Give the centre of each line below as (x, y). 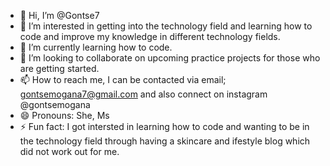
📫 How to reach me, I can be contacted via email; (123, 79)
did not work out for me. (69, 151)
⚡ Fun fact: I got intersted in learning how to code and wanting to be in (164, 126)
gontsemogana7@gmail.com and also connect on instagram (143, 94)
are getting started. (59, 68)
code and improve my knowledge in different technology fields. (150, 36)
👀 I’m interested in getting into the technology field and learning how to (166, 26)
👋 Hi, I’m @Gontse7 (59, 15)
